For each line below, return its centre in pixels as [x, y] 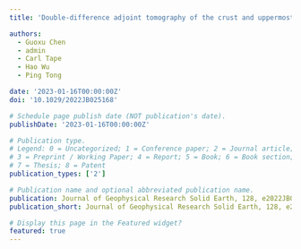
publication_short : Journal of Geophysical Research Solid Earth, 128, [146, 207]
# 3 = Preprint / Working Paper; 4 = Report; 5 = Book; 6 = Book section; [152, 158]
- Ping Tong [40, 76]
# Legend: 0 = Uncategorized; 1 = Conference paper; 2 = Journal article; [152, 149]
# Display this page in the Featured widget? [95, 223]
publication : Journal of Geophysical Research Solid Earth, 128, [133, 198]
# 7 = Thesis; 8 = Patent [57, 166]
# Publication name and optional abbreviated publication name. [132, 190]
